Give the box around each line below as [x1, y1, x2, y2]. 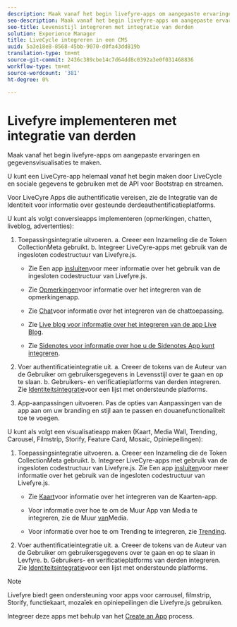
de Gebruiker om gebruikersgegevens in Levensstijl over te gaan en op [17, 370, 224, 378]
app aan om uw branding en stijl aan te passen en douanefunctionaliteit [17, 407, 226, 415]
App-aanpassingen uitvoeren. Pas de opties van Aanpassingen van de [17, 399, 222, 407]
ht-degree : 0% [7, 76, 49, 83]
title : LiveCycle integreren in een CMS [7, 37, 128, 44]
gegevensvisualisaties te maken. [7, 158, 102, 167]
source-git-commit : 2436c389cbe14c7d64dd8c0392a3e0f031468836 [7, 56, 194, 64]
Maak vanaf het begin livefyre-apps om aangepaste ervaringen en [7, 151, 200, 160]
